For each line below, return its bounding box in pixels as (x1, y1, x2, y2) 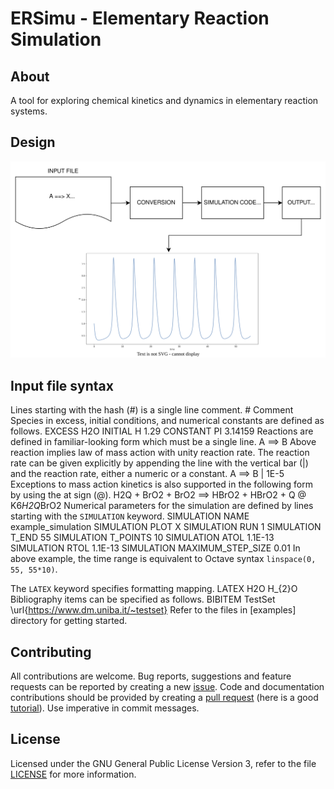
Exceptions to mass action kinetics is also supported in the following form (10, 478, 314, 491)
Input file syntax (10, 377, 114, 394)
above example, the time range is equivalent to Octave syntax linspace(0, (10, 553, 317, 565)
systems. (10, 105, 48, 117)
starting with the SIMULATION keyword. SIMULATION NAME (10, 510, 250, 522)
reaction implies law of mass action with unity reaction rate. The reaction (10, 447, 310, 459)
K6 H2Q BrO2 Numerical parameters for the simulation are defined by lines (10, 500, 314, 512)
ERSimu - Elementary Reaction (10, 7, 270, 30)
